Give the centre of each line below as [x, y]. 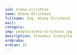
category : [15, 27]
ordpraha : [15, 41]
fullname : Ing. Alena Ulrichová [38, 18]
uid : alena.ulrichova [27, 9]
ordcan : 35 [16, 45]
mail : [10, 23]
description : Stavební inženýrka [39, 36]
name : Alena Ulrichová [28, 14]
